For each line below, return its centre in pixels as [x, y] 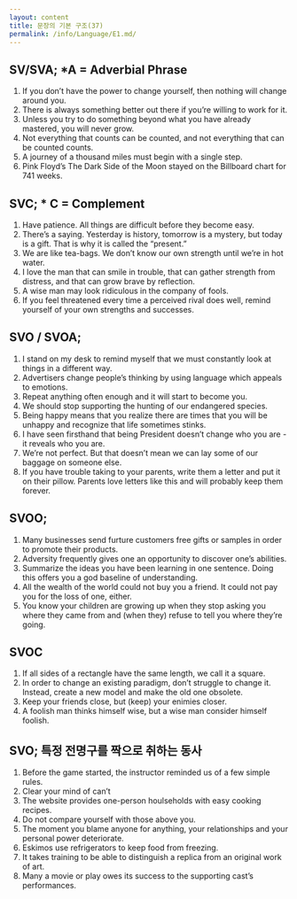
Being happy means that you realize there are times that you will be [145, 415]
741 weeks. [42, 176]
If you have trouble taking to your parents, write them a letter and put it [151, 471]
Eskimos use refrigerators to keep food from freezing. [120, 848]
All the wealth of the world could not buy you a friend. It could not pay [150, 586]
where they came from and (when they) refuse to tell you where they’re [152, 615]
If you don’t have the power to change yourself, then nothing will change [154, 91]
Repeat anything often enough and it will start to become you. [135, 396]
